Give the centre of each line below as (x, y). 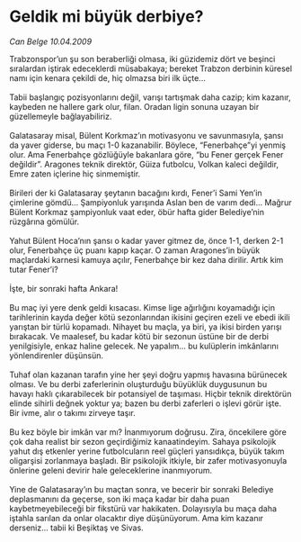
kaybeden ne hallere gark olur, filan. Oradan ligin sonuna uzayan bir (134, 106)
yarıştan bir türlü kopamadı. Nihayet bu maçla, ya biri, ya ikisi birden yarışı (146, 327)
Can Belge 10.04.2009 (51, 41)
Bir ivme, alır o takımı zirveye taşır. (73, 412)
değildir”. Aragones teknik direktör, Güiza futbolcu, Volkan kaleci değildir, (144, 164)
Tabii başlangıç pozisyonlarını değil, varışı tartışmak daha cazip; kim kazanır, (150, 97)
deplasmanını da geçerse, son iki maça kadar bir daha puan (120, 499)
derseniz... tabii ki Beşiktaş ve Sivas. (76, 528)
